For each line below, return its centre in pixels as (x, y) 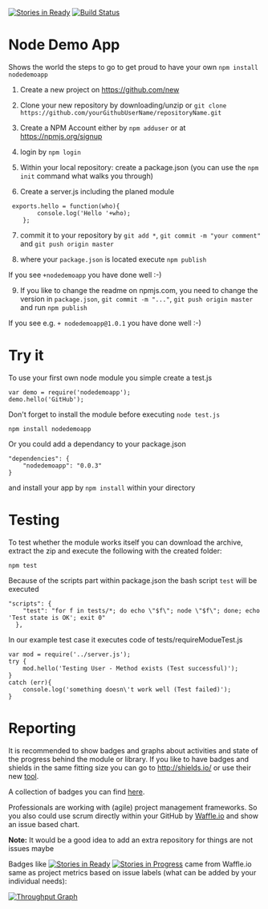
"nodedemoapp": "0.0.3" (63, 466)
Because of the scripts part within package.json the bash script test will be (133, 580)
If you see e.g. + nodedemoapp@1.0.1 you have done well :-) (105, 323)
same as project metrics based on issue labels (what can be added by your (132, 872)
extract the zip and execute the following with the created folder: (115, 551)
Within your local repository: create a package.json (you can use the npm (139, 167)
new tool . (24, 776)
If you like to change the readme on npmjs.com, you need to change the (139, 290)
